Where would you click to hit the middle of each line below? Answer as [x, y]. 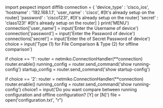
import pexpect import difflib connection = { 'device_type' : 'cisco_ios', [77, 7]
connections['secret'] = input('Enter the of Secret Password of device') [78, 39]
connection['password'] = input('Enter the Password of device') [70, 33]
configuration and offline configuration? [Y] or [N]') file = [63, 95]
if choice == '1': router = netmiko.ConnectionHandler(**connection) [74, 59]
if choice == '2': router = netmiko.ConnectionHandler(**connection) [74, 79]
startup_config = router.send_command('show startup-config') [86, 69]
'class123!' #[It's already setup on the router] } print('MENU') [67, 23]
